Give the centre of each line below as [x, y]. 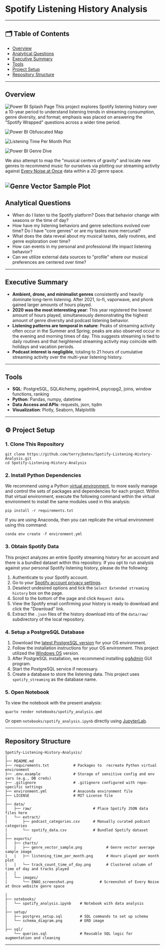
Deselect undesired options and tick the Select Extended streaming [81, 588]
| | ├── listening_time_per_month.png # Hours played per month [82, 856]
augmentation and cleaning [33, 938]
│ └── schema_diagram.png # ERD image [55, 921]
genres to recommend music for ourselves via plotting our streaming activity [82, 166]
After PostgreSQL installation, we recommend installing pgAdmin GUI [82, 658]
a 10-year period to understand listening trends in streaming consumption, [80, 111]
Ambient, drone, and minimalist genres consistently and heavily [78, 294]
